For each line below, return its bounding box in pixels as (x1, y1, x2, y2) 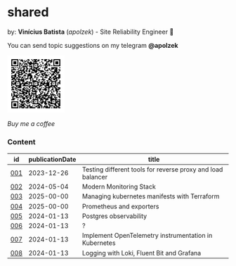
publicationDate (28, 155, 77, 163)
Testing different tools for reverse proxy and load (81, 165, 223, 173)
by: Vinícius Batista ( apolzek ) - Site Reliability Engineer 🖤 (7, 27, 174, 36)
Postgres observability (81, 212, 147, 220)
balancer (81, 172, 108, 181)
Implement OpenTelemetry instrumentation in (81, 232, 213, 240)
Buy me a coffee (7, 119, 55, 127)
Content (7, 137, 37, 146)
